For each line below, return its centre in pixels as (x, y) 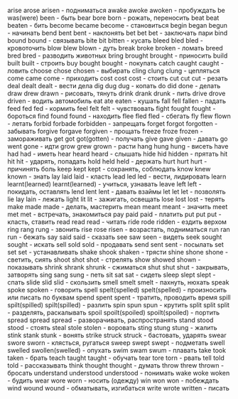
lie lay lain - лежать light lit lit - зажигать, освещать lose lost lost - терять (116, 199)
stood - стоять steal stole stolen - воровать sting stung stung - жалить (113, 328)
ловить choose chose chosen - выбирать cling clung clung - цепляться (114, 71)
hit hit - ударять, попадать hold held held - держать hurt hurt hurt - (107, 161)
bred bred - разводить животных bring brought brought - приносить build (118, 55)
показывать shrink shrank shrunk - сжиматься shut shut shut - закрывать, (118, 267)
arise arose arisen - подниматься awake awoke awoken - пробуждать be (116, 10)
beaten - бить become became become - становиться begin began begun (118, 25)
